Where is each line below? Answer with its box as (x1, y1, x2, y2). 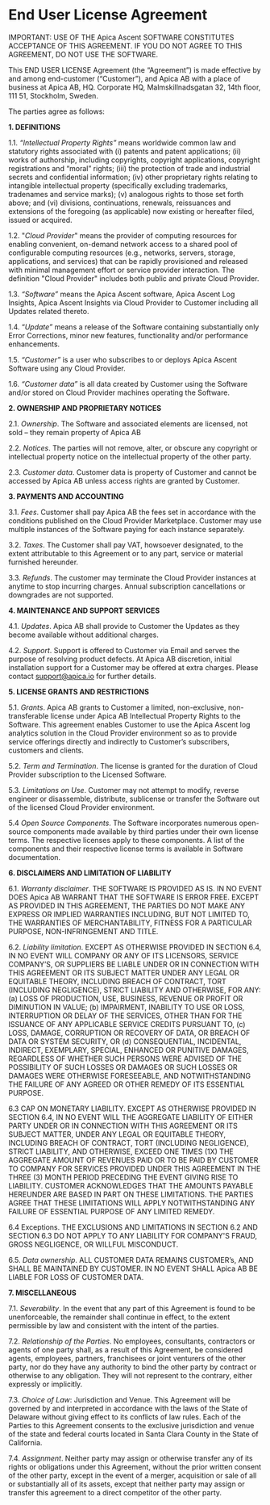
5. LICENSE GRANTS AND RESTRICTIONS (8, 686, 149, 696)
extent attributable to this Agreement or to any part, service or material (8, 548, 243, 558)
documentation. (8, 852, 61, 861)
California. (8, 1437, 43, 1447)
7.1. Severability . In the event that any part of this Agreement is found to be (8, 1303, 255, 1313)
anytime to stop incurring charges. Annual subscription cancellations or (8, 581, 246, 591)
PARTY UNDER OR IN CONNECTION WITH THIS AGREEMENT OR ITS (8, 1121, 238, 1130)
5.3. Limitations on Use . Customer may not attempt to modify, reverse (8, 785, 239, 794)
